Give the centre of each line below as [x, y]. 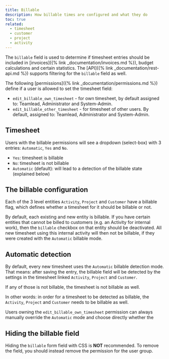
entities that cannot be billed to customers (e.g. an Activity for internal [78, 222]
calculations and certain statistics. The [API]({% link [59, 68]
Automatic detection [38, 254]
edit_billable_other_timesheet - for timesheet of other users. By [80, 109]
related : [14, 24]
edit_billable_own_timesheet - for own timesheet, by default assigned [86, 98]
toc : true [16, 19]
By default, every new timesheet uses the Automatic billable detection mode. [84, 266]
